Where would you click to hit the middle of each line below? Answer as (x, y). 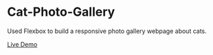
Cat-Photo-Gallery (61, 12)
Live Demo (22, 44)
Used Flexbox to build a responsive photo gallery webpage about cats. (107, 31)
